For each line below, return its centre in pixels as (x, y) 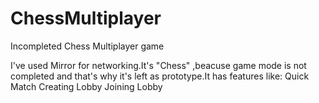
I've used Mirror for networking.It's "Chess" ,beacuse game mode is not (158, 65)
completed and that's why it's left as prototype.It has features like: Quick (160, 76)
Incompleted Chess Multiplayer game (87, 46)
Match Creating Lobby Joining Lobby (86, 86)
